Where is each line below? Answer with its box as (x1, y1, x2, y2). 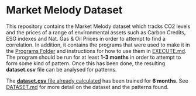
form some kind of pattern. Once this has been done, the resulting (6, 59, 166, 67)
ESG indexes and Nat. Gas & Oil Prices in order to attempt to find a (6, 35, 166, 42)
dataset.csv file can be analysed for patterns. (6, 66, 117, 73)
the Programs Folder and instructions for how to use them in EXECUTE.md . (6, 47, 187, 54)
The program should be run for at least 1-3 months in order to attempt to (6, 54, 181, 61)
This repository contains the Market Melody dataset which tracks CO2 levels (6, 23, 191, 30)
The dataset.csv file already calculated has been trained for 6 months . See (6, 77, 188, 84)
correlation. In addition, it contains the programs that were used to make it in (6, 41, 190, 48)
